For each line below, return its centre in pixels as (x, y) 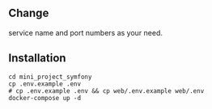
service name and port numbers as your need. (86, 32)
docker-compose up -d (45, 98)
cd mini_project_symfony (50, 77)
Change (29, 13)
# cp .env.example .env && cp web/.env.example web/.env (106, 91)
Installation (37, 59)
